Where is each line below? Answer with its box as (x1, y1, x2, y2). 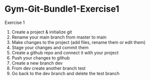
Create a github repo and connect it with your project (11, 50, 119, 56)
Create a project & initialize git (11, 29, 72, 35)
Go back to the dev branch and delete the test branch (11, 70, 120, 76)
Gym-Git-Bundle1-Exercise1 (4, 3, 120, 15)
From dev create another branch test (11, 65, 86, 71)
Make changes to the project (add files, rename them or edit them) (11, 39, 146, 45)
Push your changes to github (11, 55, 70, 60)
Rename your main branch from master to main (11, 34, 107, 40)
